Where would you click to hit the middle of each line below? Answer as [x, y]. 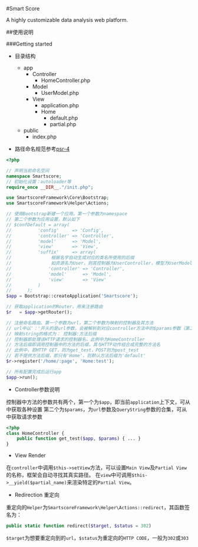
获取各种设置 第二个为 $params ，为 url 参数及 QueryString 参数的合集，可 [96, 409]
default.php [64, 118]
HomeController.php [66, 80]
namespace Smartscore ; [34, 176]
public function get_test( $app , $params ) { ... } [79, 439]
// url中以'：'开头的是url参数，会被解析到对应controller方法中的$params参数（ [96, 328]
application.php [60, 105]
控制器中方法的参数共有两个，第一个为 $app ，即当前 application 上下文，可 [96, 402]
